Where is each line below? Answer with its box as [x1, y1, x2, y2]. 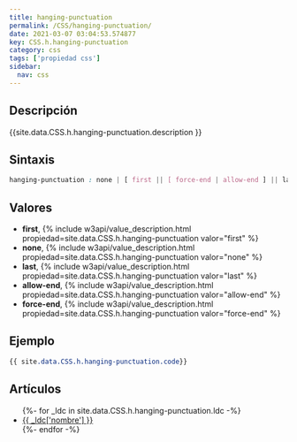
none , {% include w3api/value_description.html [21, 242, 195, 253]
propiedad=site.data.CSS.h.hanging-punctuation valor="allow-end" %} [21, 289, 281, 301]
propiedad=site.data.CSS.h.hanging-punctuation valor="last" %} [21, 271, 258, 281]
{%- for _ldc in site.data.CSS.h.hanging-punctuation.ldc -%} [21, 405, 241, 415]
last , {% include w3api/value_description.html [21, 262, 190, 272]
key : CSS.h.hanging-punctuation [9, 37, 128, 47]
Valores [9, 200, 53, 215]
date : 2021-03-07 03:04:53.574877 [9, 29, 137, 38]
